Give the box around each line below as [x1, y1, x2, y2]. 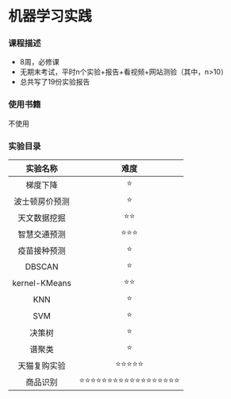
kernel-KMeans [12, 277, 71, 288]
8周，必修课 [19, 57, 60, 67]
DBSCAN [25, 260, 59, 272]
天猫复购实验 [17, 360, 66, 371]
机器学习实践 [8, 7, 93, 25]
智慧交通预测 [17, 229, 66, 240]
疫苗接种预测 [17, 244, 66, 256]
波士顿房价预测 [13, 196, 70, 207]
